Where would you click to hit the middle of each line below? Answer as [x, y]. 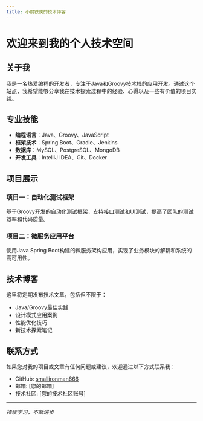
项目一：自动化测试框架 [40, 197]
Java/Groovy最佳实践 [41, 307]
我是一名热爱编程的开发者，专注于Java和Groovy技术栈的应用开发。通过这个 [101, 83]
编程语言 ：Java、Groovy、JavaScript [62, 135]
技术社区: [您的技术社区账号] [50, 394]
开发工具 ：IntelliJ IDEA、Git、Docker [61, 158]
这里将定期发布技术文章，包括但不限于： [56, 295]
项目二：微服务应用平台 [40, 236]
